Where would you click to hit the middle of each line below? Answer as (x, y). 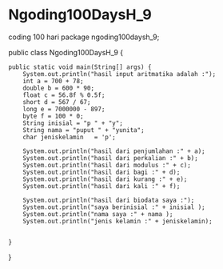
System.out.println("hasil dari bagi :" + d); (102, 172)
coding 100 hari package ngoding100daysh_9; (84, 37)
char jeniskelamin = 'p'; (69, 137)
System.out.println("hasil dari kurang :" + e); (105, 179)
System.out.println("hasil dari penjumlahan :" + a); (114, 151)
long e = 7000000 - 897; (64, 109)
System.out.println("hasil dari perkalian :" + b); (110, 158)
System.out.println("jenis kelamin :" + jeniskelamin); (118, 221)
